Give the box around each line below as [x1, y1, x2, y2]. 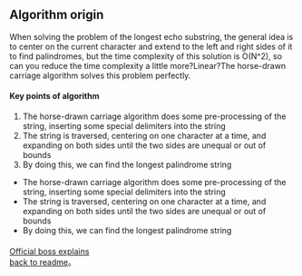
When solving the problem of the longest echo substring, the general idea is [9, 31, 294, 42]
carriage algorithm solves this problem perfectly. [9, 70, 191, 81]
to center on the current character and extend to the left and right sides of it [9, 41, 293, 52]
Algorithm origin [9, 7, 104, 23]
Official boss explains [9, 245, 90, 257]
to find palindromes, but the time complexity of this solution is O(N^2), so [9, 50, 283, 62]
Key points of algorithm [9, 91, 100, 102]
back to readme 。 [9, 256, 77, 267]
